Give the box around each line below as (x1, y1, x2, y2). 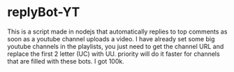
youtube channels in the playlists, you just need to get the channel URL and (7, 42, 224, 50)
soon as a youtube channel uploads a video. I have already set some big (7, 34, 215, 43)
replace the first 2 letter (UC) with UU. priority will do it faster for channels (7, 50, 220, 58)
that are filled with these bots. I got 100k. (7, 57, 124, 65)
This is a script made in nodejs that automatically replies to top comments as (7, 27, 228, 36)
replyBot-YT (7, 4, 80, 20)
